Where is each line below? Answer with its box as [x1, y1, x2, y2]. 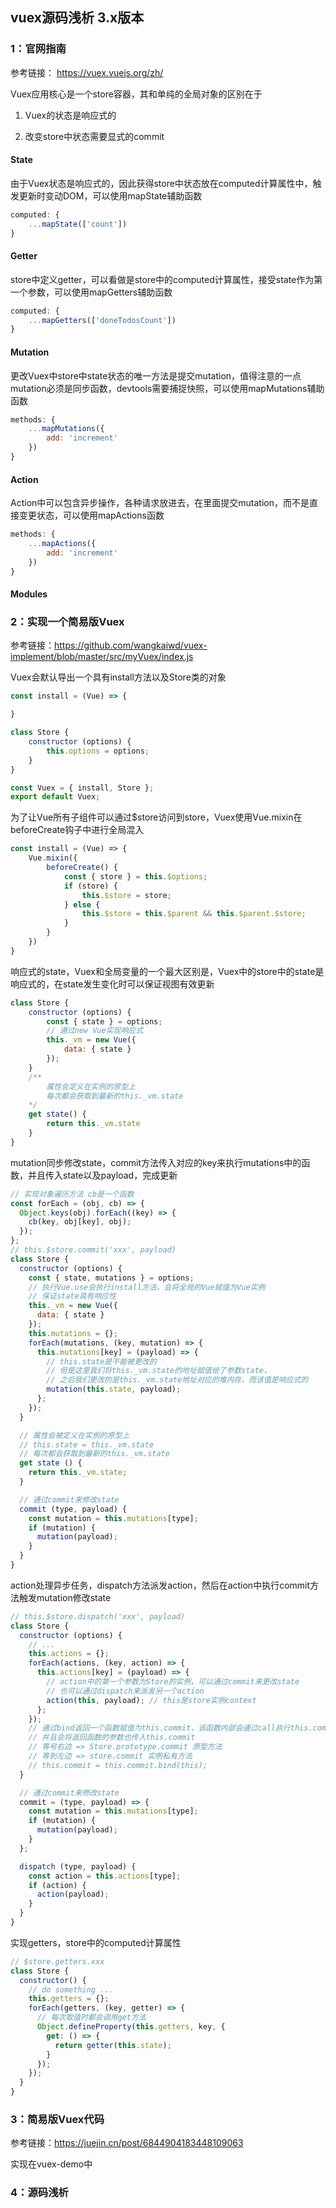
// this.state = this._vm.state [19, 1439, 155, 1450]
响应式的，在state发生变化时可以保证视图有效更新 [10, 978, 215, 990]
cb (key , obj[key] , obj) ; [28, 1217, 132, 1227]
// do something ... [28, 1984, 114, 1995]
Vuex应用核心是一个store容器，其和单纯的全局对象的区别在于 [10, 88, 263, 100]
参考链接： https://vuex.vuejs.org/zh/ [10, 66, 164, 78]
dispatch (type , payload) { [19, 1861, 137, 1872]
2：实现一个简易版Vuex [10, 615, 125, 629]
